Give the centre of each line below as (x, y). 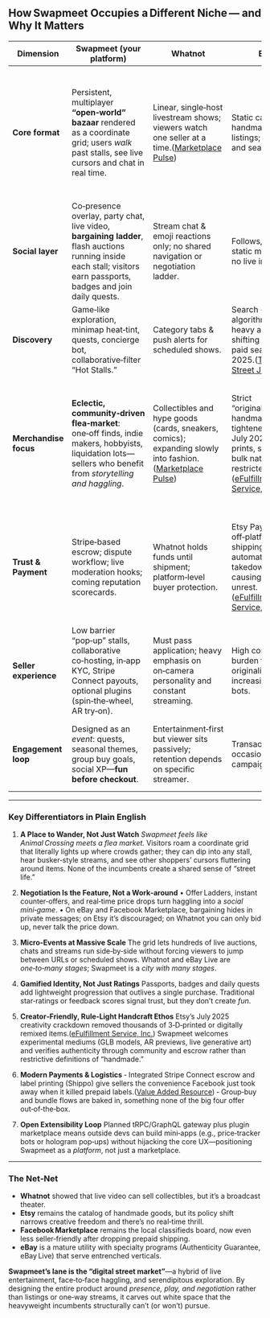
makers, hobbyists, (107, 443)
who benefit (121, 463)
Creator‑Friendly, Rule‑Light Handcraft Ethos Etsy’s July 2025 (125, 1016)
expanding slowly (186, 448)
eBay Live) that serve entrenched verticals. (91, 1256)
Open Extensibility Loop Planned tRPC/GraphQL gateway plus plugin (135, 1125)
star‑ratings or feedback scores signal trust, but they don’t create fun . (135, 1001)
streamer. (171, 779)
